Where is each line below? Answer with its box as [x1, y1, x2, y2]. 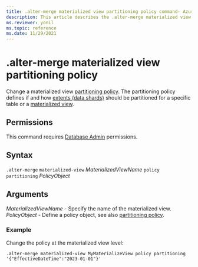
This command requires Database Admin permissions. [6, 133, 138, 140]
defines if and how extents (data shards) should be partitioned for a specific [6, 94, 191, 101]
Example [6, 226, 32, 234]
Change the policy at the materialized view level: [6, 239, 124, 246]
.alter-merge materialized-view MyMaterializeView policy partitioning [6, 250, 186, 256]
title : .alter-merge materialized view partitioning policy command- [6, 8, 181, 15]
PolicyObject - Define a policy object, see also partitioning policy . [6, 211, 164, 218]
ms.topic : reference [6, 25, 57, 31]
